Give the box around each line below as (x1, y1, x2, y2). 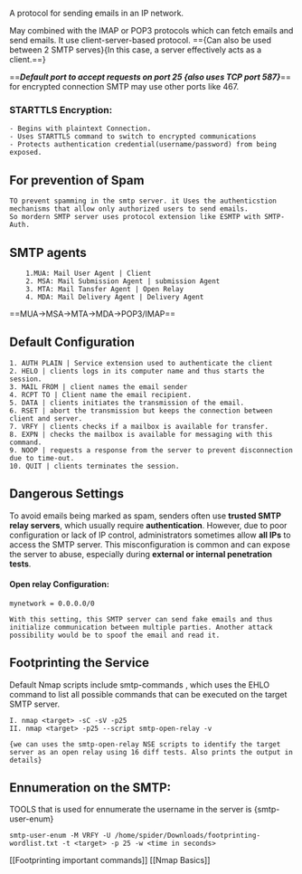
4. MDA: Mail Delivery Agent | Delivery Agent (25, 292, 204, 301)
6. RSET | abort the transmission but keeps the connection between (9, 406, 273, 415)
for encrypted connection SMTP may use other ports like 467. (9, 81, 240, 91)
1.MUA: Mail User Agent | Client (25, 269, 152, 278)
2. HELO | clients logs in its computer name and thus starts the (9, 366, 265, 375)
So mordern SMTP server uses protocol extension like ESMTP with (9, 213, 260, 222)
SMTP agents (9, 244, 88, 261)
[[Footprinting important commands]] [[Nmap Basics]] (9, 855, 211, 866)
